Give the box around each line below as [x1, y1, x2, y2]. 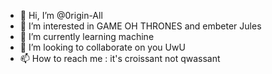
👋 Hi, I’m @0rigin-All [19, 10, 103, 21]
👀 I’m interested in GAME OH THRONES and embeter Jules [19, 20, 262, 32]
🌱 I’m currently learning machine [19, 31, 155, 42]
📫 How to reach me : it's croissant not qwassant [19, 53, 221, 64]
